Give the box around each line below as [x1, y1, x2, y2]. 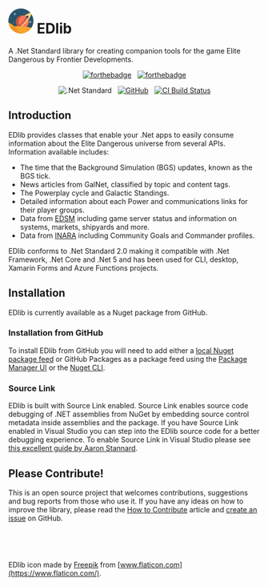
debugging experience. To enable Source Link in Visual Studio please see [8, 435, 251, 444]
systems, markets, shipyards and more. [19, 222, 150, 231]
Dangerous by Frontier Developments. [8, 54, 134, 64]
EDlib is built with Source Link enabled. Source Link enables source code [8, 401, 249, 411]
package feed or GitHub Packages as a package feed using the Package [8, 354, 248, 363]
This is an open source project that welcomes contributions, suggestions [8, 488, 248, 497]
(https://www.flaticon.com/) [8, 568, 100, 578]
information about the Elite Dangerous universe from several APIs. [8, 138, 226, 148]
